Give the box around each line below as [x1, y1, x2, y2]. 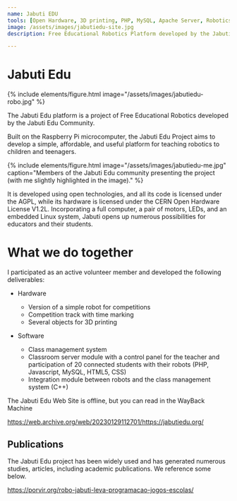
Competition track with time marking [28, 310, 134, 319]
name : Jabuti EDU [7, 10, 59, 18]
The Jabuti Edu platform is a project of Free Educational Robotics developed [7, 111, 229, 120]
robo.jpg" [7, 98, 35, 106]
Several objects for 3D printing [28, 318, 118, 326]
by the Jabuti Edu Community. [7, 119, 95, 127]
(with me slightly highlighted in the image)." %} [7, 176, 144, 184]
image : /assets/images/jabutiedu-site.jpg [7, 23, 134, 30]
